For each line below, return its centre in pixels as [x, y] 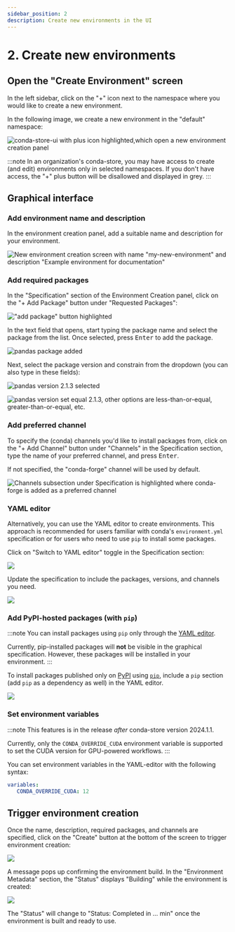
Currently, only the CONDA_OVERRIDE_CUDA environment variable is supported [115, 743]
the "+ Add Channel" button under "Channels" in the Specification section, [115, 448]
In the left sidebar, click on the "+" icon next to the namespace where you [114, 98]
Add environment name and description [76, 218]
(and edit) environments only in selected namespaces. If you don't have [111, 169]
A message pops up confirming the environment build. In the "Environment [115, 872]
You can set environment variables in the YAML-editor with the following [112, 764]
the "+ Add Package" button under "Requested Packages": [92, 303]
